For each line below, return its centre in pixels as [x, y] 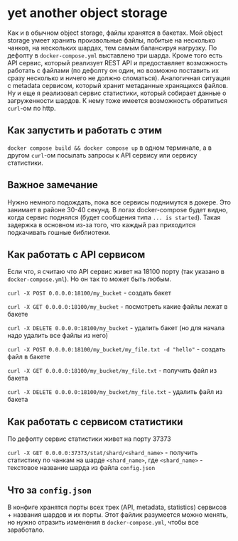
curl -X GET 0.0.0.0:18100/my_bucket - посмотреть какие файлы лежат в [118, 307]
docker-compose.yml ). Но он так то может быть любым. [90, 279]
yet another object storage [88, 13]
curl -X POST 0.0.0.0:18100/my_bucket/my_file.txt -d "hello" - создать [117, 349]
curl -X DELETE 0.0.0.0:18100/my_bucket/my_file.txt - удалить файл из [115, 392]
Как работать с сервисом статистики [95, 421]
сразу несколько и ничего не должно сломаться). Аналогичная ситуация [119, 78]
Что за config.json [50, 490]
